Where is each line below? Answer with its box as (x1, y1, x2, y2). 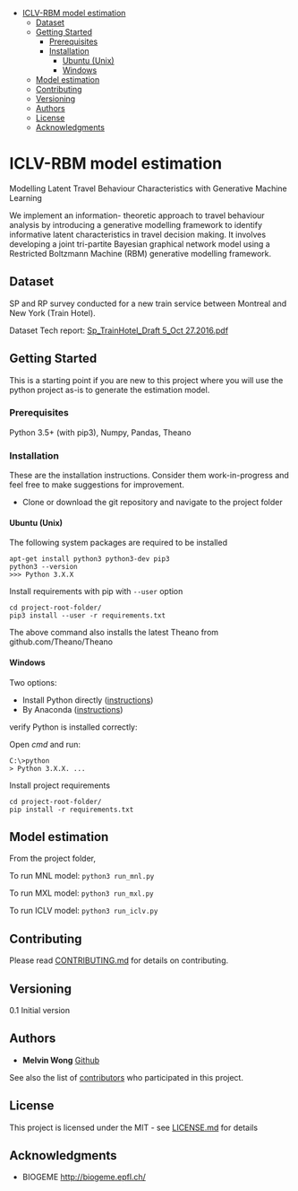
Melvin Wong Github (21, 1055, 100, 1065)
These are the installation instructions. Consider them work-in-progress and (9, 470, 289, 481)
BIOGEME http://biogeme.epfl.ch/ (21, 1171, 146, 1183)
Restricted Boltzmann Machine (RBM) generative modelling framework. (9, 248, 272, 258)
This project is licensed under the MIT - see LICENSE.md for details (9, 1122, 258, 1133)
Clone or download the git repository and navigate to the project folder (21, 497, 284, 508)
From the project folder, (9, 853, 97, 864)
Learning (9, 192, 43, 203)
